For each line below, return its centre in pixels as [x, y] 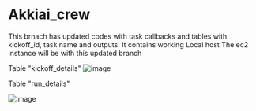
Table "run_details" [39, 83]
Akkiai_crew [49, 15]
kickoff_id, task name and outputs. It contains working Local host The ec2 [128, 44]
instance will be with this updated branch [75, 53]
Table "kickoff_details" [45, 68]
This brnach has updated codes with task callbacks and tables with [118, 36]
